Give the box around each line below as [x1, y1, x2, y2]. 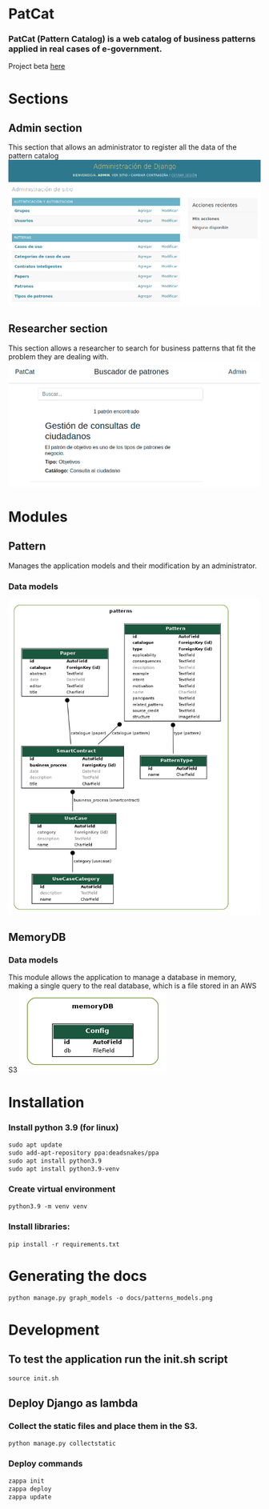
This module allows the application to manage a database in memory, [8, 973, 237, 983]
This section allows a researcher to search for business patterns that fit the [8, 343, 256, 353]
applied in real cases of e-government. [8, 43, 163, 54]
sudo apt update [8, 1141, 62, 1149]
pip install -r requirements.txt [8, 1240, 120, 1248]
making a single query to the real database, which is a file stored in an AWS [8, 981, 257, 991]
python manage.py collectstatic [8, 1439, 116, 1448]
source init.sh [8, 1375, 59, 1383]
